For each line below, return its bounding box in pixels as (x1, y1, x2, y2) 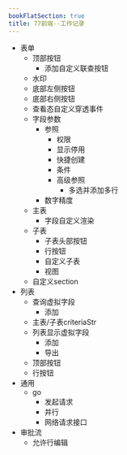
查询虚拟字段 (32, 297, 75, 306)
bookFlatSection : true (8, 11, 85, 20)
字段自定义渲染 (44, 215, 95, 225)
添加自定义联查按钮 (44, 63, 109, 73)
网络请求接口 (44, 417, 87, 427)
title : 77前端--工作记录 (8, 19, 85, 28)
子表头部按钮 (44, 236, 87, 245)
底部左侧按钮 (32, 83, 75, 93)
